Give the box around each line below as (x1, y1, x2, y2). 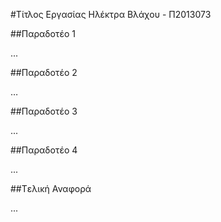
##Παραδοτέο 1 (10, 28, 76, 39)
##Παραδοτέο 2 (10, 67, 78, 78)
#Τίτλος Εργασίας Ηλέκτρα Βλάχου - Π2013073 (10, 9, 212, 20)
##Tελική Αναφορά (10, 183, 92, 194)
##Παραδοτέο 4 (10, 144, 78, 156)
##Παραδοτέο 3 (10, 105, 78, 117)
